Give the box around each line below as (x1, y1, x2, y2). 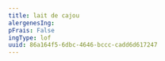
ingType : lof (8, 33, 52, 42)
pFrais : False (8, 26, 56, 34)
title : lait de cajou (8, 11, 80, 20)
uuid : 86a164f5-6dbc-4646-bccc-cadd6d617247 (8, 41, 158, 49)
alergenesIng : (8, 19, 56, 27)
